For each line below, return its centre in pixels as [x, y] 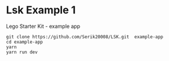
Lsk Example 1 [41, 10]
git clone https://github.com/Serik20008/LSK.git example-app [85, 37]
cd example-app [25, 42]
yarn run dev [22, 52]
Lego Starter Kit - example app [43, 26]
